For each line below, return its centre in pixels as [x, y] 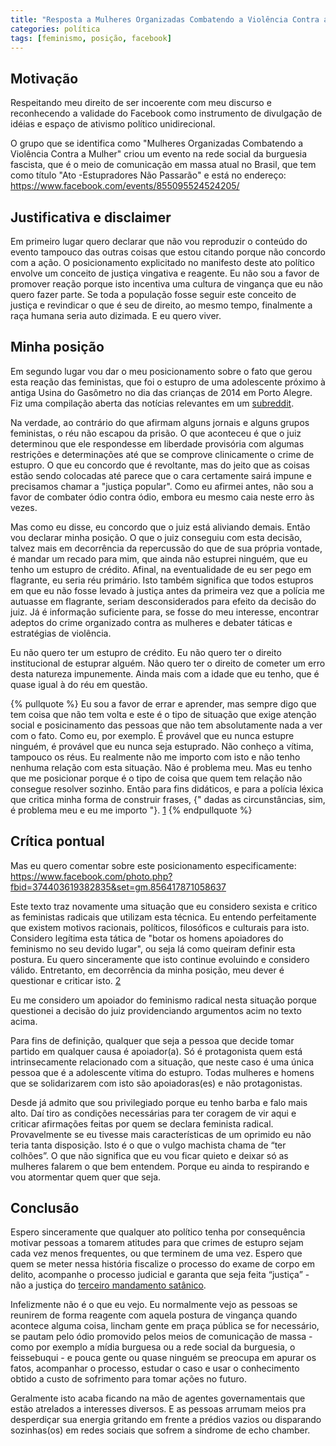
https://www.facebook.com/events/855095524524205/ [125, 186]
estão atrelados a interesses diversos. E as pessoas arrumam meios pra [158, 1409]
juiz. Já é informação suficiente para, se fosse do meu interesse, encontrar [165, 612]
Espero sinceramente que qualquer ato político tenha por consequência [158, 1232]
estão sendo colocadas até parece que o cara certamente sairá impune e [161, 475]
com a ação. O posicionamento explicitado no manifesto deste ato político [162, 262]
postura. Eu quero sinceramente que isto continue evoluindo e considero [160, 959]
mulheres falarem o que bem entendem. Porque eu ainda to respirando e [160, 1166]
